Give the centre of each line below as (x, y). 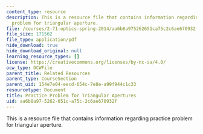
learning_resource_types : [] (43, 56)
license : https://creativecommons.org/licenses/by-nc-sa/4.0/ (86, 62)
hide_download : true (32, 46)
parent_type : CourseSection (42, 79)
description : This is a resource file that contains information (90, 17)
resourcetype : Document (36, 90)
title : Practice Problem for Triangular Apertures (71, 96)
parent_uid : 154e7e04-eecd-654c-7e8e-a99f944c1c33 (71, 85)
